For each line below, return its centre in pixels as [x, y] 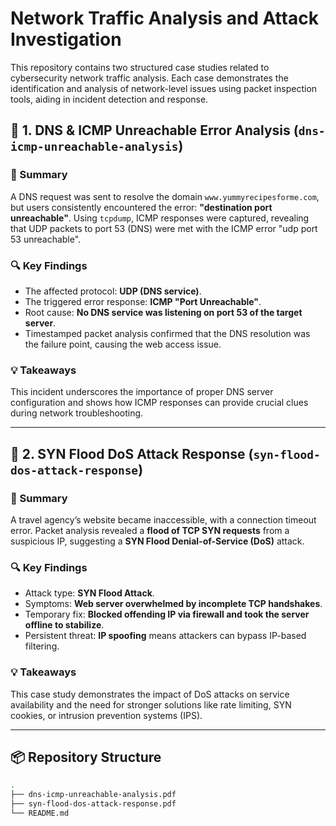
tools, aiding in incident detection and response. [109, 99]
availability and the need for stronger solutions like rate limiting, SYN [151, 704]
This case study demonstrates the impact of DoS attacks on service [150, 694]
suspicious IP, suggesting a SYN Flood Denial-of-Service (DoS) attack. [157, 541]
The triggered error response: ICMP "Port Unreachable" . [143, 301]
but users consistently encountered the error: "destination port [141, 207]
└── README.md [40, 813]
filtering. [42, 646]
